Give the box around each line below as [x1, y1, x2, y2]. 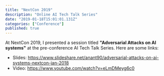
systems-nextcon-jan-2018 [12, 60, 69, 66]
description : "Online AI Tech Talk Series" [5, 12, 98, 17]
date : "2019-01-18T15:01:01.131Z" [5, 16, 78, 21]
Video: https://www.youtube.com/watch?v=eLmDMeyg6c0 [12, 65, 135, 71]
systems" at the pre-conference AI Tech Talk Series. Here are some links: [5, 45, 159, 51]
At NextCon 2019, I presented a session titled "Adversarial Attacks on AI [5, 39, 156, 45]
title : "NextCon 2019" [5, 7, 53, 12]
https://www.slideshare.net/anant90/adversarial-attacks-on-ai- [27, 54, 159, 60]
